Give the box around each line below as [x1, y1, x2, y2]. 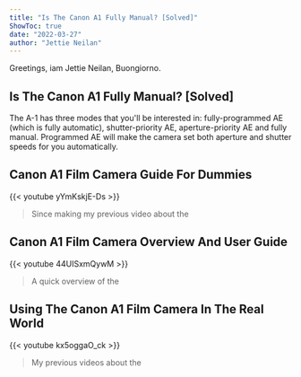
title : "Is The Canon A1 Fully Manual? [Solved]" [9, 13, 199, 22]
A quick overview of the [30, 276, 119, 286]
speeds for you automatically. [9, 141, 118, 153]
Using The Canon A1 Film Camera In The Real [9, 302, 264, 317]
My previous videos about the [30, 356, 142, 368]
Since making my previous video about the [30, 208, 190, 219]
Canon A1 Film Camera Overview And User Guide [9, 234, 288, 250]
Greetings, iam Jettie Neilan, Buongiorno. [9, 63, 161, 74]
